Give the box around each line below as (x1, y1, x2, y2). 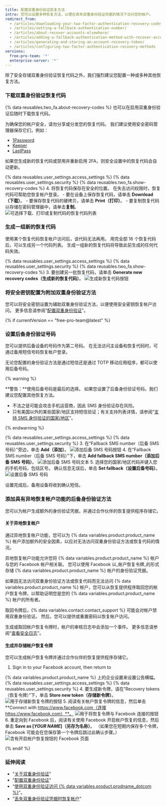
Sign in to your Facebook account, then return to (12, 664, 111, 670)
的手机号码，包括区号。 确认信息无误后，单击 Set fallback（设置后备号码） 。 (5, 465, 161, 471)
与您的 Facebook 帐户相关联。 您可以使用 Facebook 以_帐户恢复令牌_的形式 (5, 561, 160, 567)
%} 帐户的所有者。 (5, 596, 43, 603)
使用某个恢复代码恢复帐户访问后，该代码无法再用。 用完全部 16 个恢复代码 (5, 236, 157, 242)
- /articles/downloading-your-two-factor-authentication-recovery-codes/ (9, 21, 165, 26)
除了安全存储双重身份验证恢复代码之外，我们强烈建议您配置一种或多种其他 (5, 72, 157, 78)
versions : (5, 49, 26, 54)
